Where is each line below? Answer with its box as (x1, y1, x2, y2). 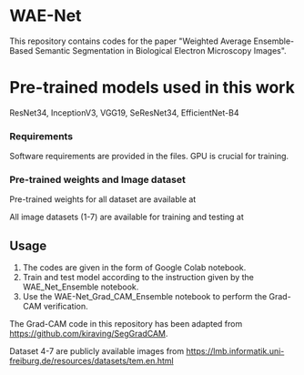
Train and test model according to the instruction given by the (22, 272, 255, 283)
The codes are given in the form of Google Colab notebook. (22, 262, 247, 273)
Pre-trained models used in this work (9, 77, 296, 98)
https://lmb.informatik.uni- (186, 346, 285, 357)
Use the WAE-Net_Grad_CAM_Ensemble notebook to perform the (22, 291, 268, 302)
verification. (43, 301, 88, 312)
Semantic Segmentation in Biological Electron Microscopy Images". (35, 45, 287, 56)
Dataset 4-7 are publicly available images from (9, 346, 185, 357)
